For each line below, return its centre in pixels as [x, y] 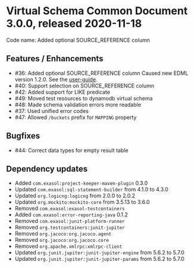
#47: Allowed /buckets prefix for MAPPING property [76, 117]
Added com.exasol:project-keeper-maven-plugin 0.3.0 [81, 183]
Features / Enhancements [55, 59]
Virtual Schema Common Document [97, 11]
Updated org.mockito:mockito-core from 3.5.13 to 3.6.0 [82, 202]
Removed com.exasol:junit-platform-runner [70, 221]
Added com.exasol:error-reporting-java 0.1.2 [71, 215]
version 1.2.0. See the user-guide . [56, 79]
